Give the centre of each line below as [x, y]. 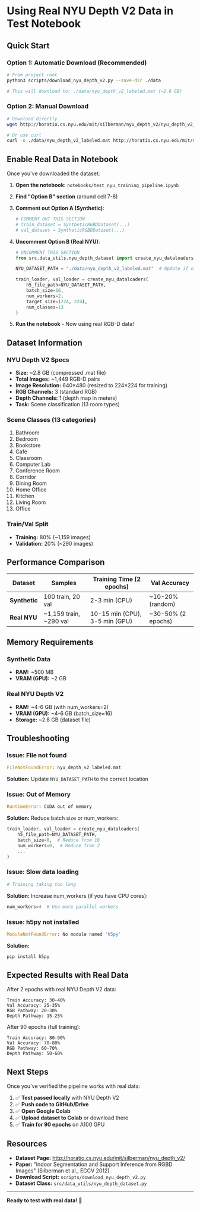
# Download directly [32, 119]
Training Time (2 [117, 579]
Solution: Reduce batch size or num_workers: [63, 818]
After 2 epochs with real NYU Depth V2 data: [61, 990]
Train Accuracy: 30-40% [36, 1000]
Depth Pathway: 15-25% [35, 1016]
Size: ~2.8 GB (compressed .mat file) [61, 373]
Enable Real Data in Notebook [62, 159]
